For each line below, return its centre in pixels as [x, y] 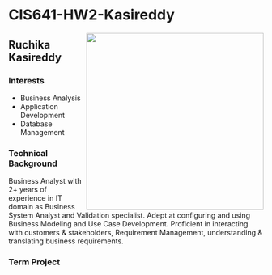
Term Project [34, 262]
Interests [26, 80]
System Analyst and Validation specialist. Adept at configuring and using [130, 215]
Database [36, 124]
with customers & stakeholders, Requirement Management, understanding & [136, 233]
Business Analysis [50, 98]
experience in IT [35, 198]
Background [33, 163]
